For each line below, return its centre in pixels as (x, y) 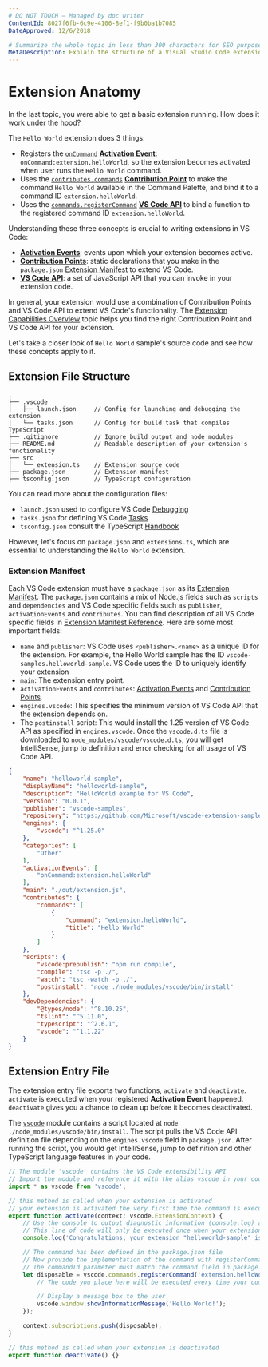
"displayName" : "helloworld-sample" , (85, 786)
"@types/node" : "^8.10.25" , (83, 1009)
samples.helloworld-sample (65, 664)
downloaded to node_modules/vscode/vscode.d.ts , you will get (122, 739)
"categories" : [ (50, 845)
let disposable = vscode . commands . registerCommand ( (110, 1275)
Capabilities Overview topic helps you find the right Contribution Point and (130, 319)
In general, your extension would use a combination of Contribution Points (130, 302)
